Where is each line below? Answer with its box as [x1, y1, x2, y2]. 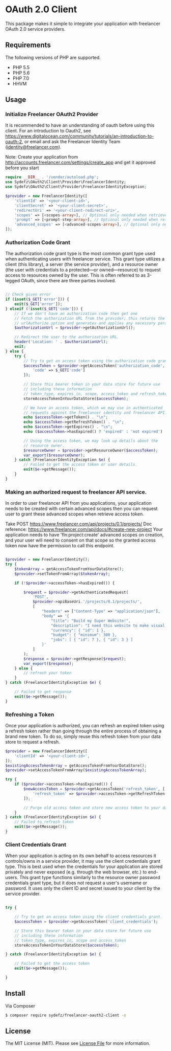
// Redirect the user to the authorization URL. [14, 334, 120, 340]
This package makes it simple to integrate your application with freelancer [5, 20, 161, 27]
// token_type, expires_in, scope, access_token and [23, 391, 138, 396]
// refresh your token [23, 670, 72, 676]
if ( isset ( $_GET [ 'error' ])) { [5, 297, 70, 302]
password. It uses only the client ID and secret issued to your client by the [5, 885, 160, 891]
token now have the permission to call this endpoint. [5, 543, 115, 549]
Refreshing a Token [5, 711, 54, 718]
